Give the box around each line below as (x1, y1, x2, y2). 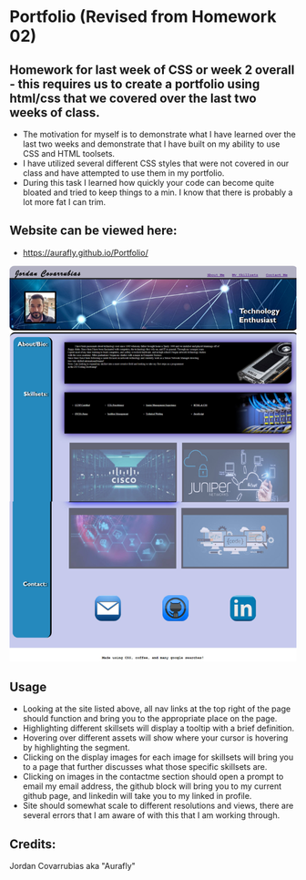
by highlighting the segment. (22, 742, 130, 753)
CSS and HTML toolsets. (22, 148, 116, 159)
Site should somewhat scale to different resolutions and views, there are (22, 800, 294, 812)
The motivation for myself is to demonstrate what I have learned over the (22, 129, 296, 139)
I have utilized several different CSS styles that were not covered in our (22, 158, 290, 169)
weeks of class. (9, 105, 100, 120)
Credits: (9, 836, 56, 852)
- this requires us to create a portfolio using (9, 76, 260, 92)
